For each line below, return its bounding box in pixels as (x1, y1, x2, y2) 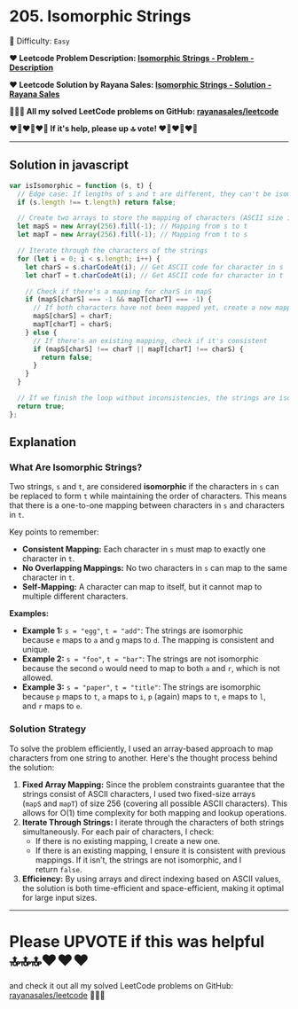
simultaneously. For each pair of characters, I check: (21, 826, 215, 837)
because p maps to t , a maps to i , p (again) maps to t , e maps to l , (21, 692, 266, 702)
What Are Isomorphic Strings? (9, 461, 143, 473)
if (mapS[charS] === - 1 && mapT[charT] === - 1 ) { (25, 295, 213, 304)
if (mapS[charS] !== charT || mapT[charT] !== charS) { (32, 344, 244, 354)
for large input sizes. (21, 892, 98, 903)
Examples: (9, 608, 49, 619)
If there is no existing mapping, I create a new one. (35, 835, 221, 846)
